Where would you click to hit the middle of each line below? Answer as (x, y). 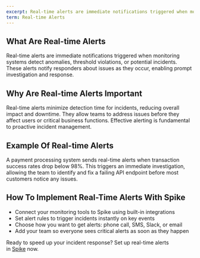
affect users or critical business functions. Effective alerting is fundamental (98, 120)
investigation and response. (40, 74)
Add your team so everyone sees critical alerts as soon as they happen (102, 231)
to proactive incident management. (49, 127)
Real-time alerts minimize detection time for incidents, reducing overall (93, 108)
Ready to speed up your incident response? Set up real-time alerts (87, 243)
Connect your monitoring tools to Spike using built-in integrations (95, 212)
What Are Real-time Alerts (56, 41)
